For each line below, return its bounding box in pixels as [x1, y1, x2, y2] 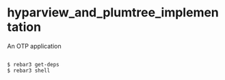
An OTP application [7, 42, 62, 50]
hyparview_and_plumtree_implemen [7, 5, 219, 21]
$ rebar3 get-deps [7, 61, 59, 68]
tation [7, 19, 42, 35]
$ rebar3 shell [7, 67, 51, 74]
